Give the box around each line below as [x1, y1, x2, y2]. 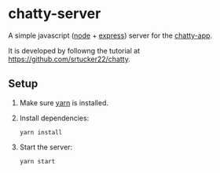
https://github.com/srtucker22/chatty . [8, 54, 131, 64]
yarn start [19, 157, 56, 165]
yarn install [19, 128, 63, 136]
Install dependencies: [19, 113, 90, 123]
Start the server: [19, 142, 73, 152]
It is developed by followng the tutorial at [8, 46, 140, 55]
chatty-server [8, 5, 101, 23]
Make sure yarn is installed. [19, 98, 108, 107]
